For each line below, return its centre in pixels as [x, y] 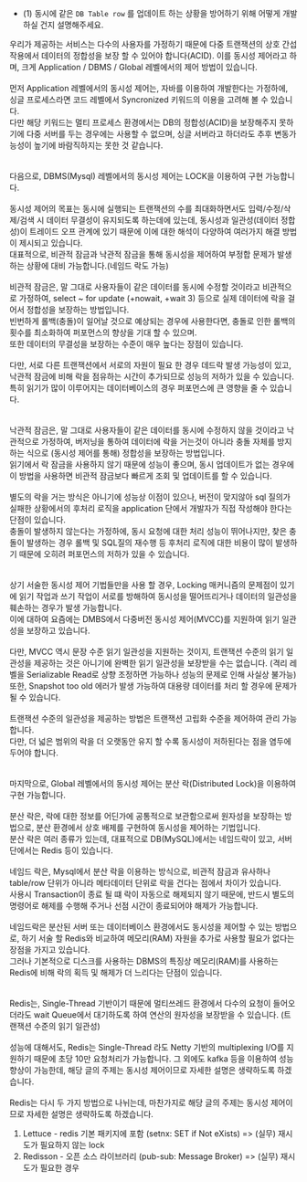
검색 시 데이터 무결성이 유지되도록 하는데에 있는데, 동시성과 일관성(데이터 [149, 220]
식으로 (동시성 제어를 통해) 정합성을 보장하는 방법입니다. [126, 453]
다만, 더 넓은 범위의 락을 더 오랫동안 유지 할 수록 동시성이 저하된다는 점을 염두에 [151, 741]
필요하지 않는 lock [72, 1145]
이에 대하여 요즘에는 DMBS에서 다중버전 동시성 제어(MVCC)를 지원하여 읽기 [145, 619]
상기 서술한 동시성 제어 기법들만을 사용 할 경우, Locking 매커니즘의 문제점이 [144, 585]
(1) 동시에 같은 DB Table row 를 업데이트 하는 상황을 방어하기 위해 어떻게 [152, 13]
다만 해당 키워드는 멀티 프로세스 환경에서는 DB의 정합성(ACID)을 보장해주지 [143, 122]
